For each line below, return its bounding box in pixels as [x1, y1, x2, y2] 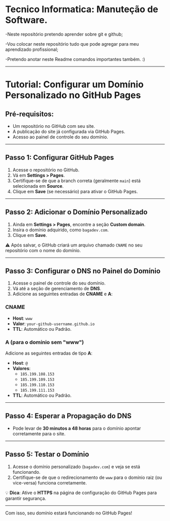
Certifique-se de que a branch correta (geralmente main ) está [12, 178, 141, 184]
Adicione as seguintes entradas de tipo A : [5, 350, 93, 356]
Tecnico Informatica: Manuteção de [5, 4, 158, 15]
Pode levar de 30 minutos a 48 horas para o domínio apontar [12, 425, 141, 431]
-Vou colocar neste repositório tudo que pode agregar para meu [5, 41, 139, 47]
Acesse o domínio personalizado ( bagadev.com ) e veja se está [12, 463, 141, 470]
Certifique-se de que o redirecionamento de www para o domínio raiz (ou [12, 474, 162, 480]
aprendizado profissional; [5, 46, 59, 52]
